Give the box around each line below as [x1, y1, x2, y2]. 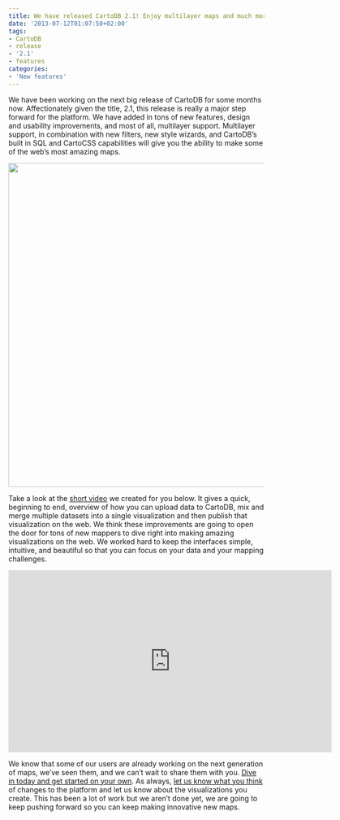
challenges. [8, 554, 47, 564]
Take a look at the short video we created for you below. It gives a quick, [8, 493, 251, 503]
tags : [8, 27, 27, 35]
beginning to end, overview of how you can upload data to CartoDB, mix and [8, 502, 265, 512]
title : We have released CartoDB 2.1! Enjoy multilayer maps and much [8, 11, 252, 20]
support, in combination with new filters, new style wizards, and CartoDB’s [8, 129, 257, 139]
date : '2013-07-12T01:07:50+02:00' [8, 20, 129, 28]
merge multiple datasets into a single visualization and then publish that [8, 510, 247, 521]
